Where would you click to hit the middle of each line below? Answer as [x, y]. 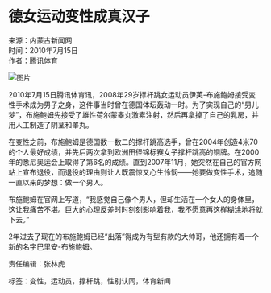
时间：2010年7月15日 [43, 50]
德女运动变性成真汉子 [79, 17]
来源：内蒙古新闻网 [40, 40]
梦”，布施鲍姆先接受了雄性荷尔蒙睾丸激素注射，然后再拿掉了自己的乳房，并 [134, 114]
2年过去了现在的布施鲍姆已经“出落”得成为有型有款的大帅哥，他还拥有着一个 [134, 236]
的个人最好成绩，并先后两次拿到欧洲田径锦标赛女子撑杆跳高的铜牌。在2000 [134, 152]
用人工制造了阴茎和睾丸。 [51, 125]
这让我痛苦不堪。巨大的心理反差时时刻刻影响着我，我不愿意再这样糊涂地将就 [135, 209]
